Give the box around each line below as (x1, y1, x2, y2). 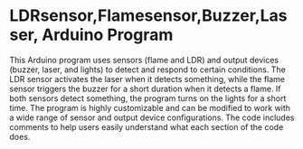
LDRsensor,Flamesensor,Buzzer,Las (9, 5, 288, 26)
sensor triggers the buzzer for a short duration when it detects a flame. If (9, 83, 282, 94)
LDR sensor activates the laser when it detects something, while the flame (9, 73, 286, 84)
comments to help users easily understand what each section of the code (9, 121, 284, 132)
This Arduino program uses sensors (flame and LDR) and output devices (9, 54, 279, 65)
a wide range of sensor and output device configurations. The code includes (9, 112, 295, 123)
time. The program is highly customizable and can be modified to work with (9, 102, 291, 113)
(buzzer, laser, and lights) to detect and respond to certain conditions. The (9, 64, 287, 75)
